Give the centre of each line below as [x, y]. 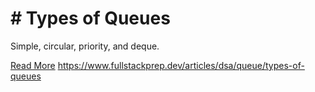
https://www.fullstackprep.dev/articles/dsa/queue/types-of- [181, 65]
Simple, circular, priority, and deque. [85, 46]
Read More [33, 65]
